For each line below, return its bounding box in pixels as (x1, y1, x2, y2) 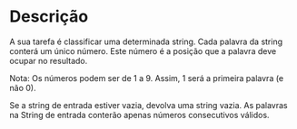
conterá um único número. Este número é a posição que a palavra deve (9, 45, 277, 56)
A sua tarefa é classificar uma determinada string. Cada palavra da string (9, 36, 283, 47)
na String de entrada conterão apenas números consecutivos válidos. (9, 109, 270, 120)
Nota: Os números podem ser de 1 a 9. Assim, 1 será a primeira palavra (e (9, 72, 284, 83)
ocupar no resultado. (9, 55, 88, 66)
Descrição (9, 6, 89, 27)
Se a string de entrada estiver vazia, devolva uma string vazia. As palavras (9, 99, 288, 110)
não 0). (9, 82, 36, 93)
